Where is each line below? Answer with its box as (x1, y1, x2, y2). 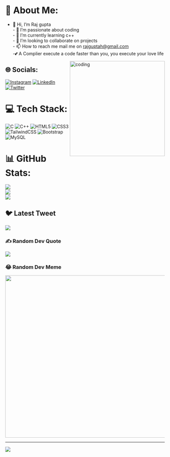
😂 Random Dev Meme (5, 263, 62, 270)
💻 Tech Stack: (5, 103, 68, 115)
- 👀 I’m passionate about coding (12, 26, 79, 32)
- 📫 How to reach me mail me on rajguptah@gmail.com (12, 43, 129, 49)
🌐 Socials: (5, 65, 38, 74)
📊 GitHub (5, 153, 47, 164)
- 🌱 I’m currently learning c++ (12, 32, 74, 38)
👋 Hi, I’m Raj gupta (12, 21, 52, 27)
